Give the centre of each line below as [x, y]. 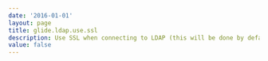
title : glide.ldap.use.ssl [53, 30]
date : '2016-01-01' [41, 15]
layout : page [30, 23]
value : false [30, 45]
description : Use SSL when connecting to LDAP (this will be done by [126, 38]
